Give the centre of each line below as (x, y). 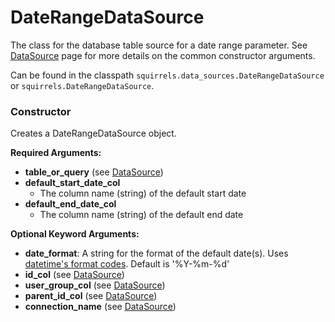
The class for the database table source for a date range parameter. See (159, 45)
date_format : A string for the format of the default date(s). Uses (156, 253)
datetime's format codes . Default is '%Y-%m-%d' (127, 264)
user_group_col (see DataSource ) (95, 285)
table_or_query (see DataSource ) (94, 172)
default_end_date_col (70, 204)
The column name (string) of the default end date (141, 215)
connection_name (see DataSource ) (100, 307)
